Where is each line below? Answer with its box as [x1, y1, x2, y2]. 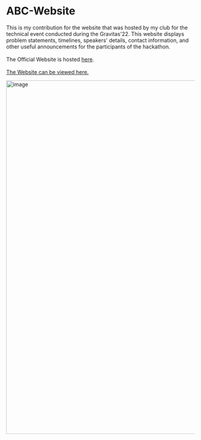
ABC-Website [6, 4, 76, 18]
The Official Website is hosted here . [6, 56, 95, 63]
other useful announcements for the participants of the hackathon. [6, 43, 170, 50]
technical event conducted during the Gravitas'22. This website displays [6, 30, 184, 37]
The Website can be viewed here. [6, 68, 89, 75]
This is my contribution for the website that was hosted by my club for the [6, 24, 188, 31]
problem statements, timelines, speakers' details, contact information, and [6, 36, 189, 44]
